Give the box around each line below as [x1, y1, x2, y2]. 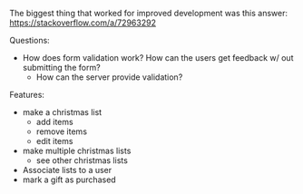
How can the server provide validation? [35, 72, 183, 82]
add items [35, 117, 74, 127]
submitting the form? [22, 63, 102, 73]
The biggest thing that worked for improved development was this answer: [9, 8, 288, 18]
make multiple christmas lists [22, 145, 132, 156]
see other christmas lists [35, 155, 129, 166]
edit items [35, 136, 73, 146]
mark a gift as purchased [22, 174, 116, 185]
